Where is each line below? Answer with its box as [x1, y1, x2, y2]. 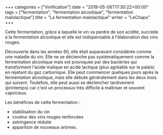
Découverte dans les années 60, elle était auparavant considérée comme [5, 49, 152, 54]
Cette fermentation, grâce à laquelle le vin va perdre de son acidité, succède [5, 29, 159, 34]
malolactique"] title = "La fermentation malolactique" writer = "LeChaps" [5, 15, 150, 20]
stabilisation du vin [12, 109, 50, 115]
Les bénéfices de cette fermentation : [5, 100, 80, 105]
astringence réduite [12, 119, 52, 125]
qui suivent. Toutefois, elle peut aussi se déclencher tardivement [5, 80, 135, 85]
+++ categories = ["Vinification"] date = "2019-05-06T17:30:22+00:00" [5, 4, 149, 10]
